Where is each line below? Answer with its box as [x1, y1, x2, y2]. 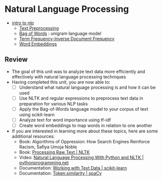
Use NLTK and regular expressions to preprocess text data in [19, 95, 144, 101]
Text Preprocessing [19, 25, 59, 31]
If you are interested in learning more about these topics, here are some [11, 128, 158, 134]
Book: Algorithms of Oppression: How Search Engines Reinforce [19, 139, 150, 145]
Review [4, 56, 28, 64]
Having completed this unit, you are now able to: [11, 79, 111, 85]
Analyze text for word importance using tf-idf [19, 117, 112, 122]
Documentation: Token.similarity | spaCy [19, 170, 102, 177]
